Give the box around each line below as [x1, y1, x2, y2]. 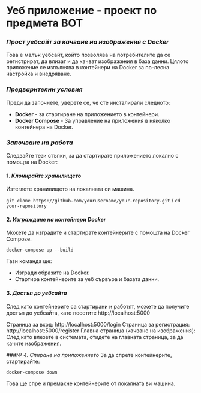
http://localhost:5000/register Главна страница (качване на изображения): [6, 327, 196, 334]
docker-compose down [6, 369, 58, 375]
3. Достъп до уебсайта [6, 289, 67, 297]
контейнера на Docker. [14, 123, 73, 131]
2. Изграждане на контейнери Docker [6, 216, 106, 223]
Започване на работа [6, 138, 73, 147]
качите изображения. [6, 340, 62, 347]
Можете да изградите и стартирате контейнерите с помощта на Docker [6, 229, 190, 237]
